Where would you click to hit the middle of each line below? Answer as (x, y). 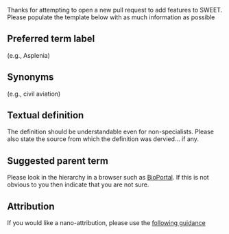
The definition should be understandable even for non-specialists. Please (111, 132)
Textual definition (46, 115)
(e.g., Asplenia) (28, 55)
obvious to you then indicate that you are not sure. (78, 184)
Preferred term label (51, 39)
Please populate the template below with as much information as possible (111, 17)
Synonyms (31, 77)
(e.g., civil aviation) (34, 94)
